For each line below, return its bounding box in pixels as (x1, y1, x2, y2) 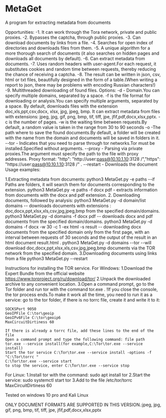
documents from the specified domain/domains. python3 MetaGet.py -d (5, 218, 153, 224)
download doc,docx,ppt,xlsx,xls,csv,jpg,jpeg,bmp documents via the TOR (5, 245, 155, 251)
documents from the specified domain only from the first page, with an (5, 229, 150, 235)
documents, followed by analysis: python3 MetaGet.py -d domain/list (5, 197, 146, 203)
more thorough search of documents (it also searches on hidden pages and (5, 50, 160, 56)
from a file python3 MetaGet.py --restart (5, 255, 88, 261)
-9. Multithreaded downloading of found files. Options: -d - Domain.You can (5, 87, 160, 93)
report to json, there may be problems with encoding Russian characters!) (5, 82, 156, 88)
